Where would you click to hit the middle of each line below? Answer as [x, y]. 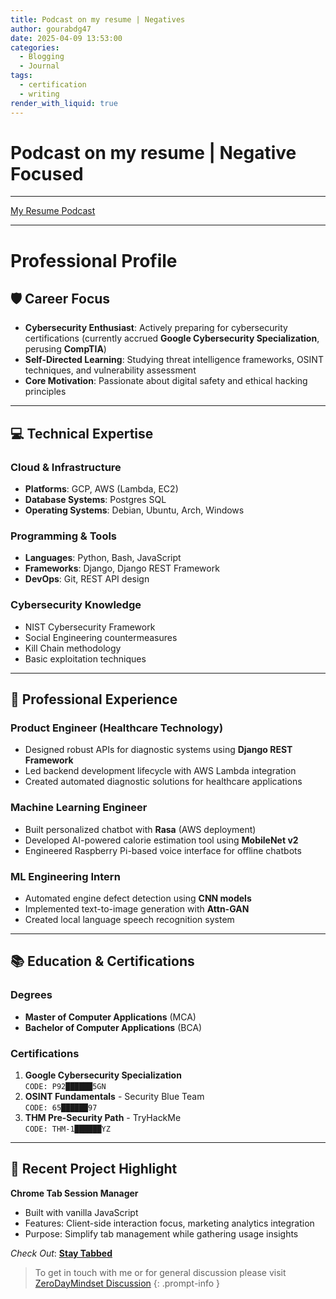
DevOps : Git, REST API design [87, 579]
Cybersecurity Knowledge [76, 605]
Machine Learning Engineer [79, 808]
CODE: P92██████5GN [65, 1086]
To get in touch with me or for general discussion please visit [160, 1272]
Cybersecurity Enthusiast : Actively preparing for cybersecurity [156, 328]
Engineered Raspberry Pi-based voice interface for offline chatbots [163, 850]
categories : [35, 47]
